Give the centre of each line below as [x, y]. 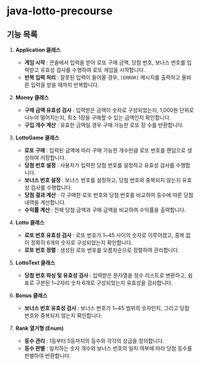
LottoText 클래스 [35, 263]
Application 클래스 [38, 50]
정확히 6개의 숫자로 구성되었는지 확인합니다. [82, 243]
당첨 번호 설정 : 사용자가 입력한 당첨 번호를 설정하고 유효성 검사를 [99, 165]
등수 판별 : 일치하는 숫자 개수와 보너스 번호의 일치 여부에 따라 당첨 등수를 [108, 348]
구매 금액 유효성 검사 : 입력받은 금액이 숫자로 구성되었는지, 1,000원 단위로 [109, 110]
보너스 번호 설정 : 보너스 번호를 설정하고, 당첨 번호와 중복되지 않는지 [102, 180]
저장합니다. [53, 158]
